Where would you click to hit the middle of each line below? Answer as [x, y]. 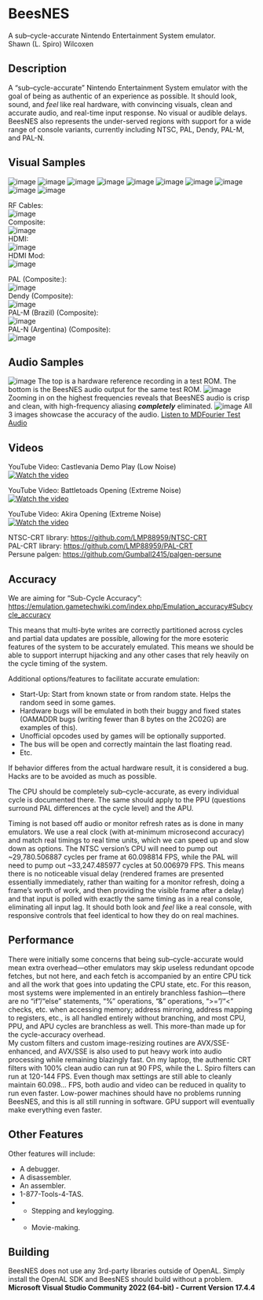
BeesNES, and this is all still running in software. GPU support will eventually [131, 1101]
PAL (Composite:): [37, 279]
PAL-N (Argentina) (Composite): [60, 329]
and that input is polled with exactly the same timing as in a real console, [126, 899]
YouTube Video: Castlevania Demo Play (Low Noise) [92, 467]
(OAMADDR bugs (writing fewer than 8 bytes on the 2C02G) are [123, 719]
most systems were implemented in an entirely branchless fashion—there [127, 992]
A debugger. [40, 1169]
